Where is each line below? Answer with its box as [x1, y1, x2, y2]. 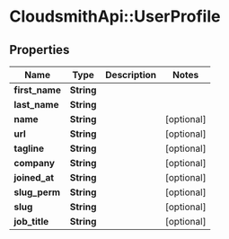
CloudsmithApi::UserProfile [9, 6, 221, 27]
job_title [13, 216, 49, 227]
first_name [13, 84, 61, 96]
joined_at [13, 172, 55, 183]
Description [105, 69, 157, 81]
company [13, 157, 56, 169]
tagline [13, 142, 45, 155]
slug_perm [13, 186, 61, 199]
